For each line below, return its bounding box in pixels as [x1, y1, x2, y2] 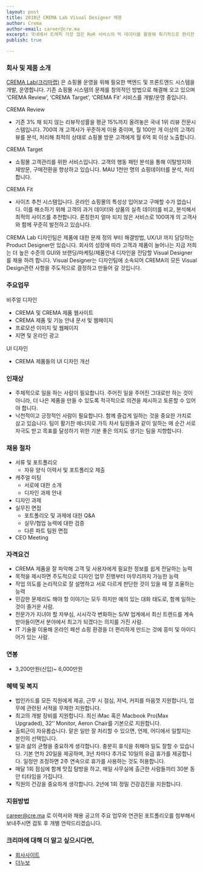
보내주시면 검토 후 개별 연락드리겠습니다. [6, 820, 102, 827]
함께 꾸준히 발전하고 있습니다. [21, 221, 92, 228]
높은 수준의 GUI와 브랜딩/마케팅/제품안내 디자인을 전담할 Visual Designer [19, 249, 193, 256]
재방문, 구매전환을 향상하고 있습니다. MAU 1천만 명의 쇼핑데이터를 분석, [15, 166, 184, 173]
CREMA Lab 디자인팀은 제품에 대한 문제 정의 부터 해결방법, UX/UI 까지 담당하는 [6, 234, 195, 241]
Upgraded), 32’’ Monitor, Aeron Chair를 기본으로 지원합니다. [15, 719, 162, 727]
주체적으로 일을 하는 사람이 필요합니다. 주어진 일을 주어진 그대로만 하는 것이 [15, 389, 193, 396]
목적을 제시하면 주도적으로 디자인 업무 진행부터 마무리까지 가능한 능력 [15, 572, 179, 580]
